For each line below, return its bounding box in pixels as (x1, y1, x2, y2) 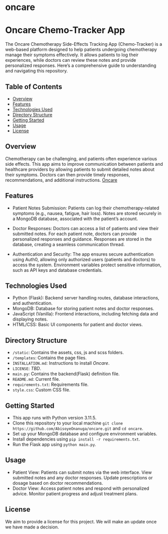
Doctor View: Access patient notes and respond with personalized (12, 485, 149, 491)
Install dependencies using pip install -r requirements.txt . (12, 436, 140, 442)
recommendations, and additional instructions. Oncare (5, 177, 118, 183)
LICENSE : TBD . (12, 366, 42, 372)
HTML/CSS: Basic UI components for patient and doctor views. (12, 322, 143, 328)
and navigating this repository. (5, 68, 68, 74)
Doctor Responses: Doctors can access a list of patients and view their (12, 225, 159, 231)
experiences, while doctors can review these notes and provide (5, 57, 136, 63)
